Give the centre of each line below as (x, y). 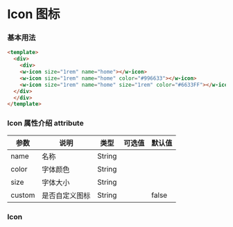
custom (23, 195)
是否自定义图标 (66, 195)
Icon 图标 (34, 14)
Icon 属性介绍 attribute (46, 124)
